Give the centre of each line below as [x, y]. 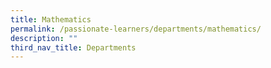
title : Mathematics [51, 19]
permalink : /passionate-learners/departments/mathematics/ [136, 29]
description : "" [44, 38]
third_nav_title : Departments [73, 47]
